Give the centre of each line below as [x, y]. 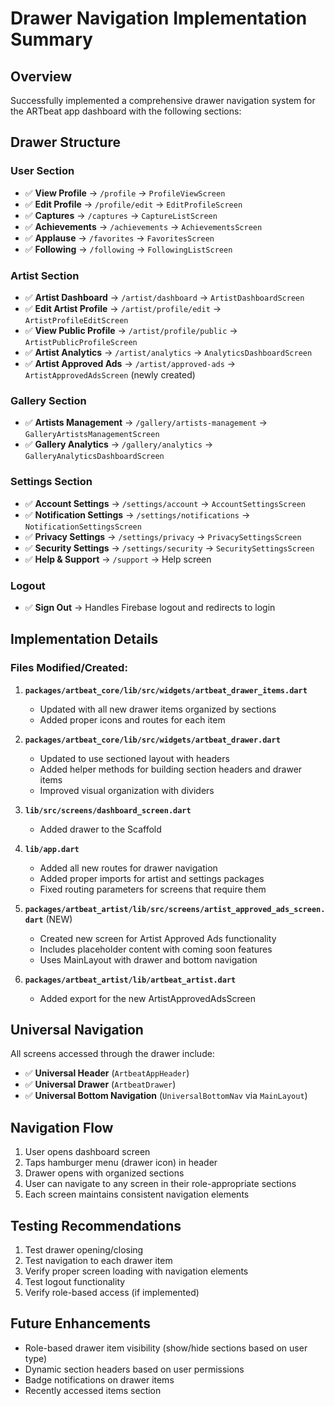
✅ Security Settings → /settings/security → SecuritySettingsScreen [169, 548]
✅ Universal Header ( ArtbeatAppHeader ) [107, 1073]
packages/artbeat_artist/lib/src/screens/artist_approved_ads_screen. [175, 909]
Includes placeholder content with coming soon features [156, 949]
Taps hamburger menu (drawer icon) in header [121, 1163]
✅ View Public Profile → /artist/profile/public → [131, 330]
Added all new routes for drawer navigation [128, 868]
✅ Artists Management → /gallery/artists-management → [146, 423]
